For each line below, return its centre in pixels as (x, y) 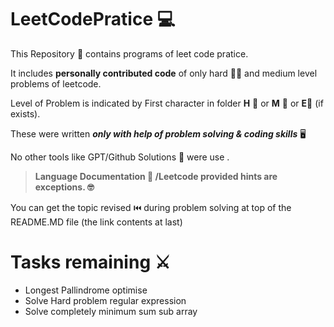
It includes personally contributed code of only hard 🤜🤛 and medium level (164, 73)
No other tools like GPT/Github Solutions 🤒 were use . (120, 157)
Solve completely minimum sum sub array (111, 311)
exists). (25, 113)
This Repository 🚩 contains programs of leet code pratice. (129, 53)
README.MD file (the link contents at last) (96, 222)
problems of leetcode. (56, 83)
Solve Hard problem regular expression (105, 300)
